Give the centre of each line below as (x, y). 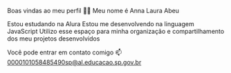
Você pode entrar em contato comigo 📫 (65, 52)
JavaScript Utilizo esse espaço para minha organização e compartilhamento (116, 31)
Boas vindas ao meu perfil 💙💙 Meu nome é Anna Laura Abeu (93, 11)
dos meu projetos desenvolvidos (54, 39)
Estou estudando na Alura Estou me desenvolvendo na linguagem (101, 24)
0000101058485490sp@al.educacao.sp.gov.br (74, 62)
